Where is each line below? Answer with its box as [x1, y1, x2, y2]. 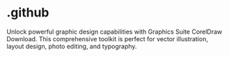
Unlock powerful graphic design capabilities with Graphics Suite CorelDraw [6, 27, 223, 36]
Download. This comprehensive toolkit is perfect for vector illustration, [6, 34, 208, 43]
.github [6, 5, 49, 21]
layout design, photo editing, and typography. [6, 42, 137, 50]
